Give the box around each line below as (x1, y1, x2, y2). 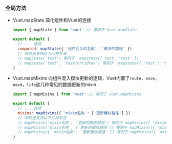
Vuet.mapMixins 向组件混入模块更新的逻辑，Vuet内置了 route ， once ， (12, 75, 160, 81)
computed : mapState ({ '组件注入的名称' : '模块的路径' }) (17, 46, 132, 51)
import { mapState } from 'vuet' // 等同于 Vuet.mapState (12, 27, 137, 33)
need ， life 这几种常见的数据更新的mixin (12, 81, 97, 88)
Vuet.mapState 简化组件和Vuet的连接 (12, 17, 91, 24)
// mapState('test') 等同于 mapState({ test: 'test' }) (17, 55, 139, 61)
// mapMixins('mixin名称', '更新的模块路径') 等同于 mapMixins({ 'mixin (17, 120, 166, 125)
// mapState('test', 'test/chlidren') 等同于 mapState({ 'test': (17, 60, 160, 66)
